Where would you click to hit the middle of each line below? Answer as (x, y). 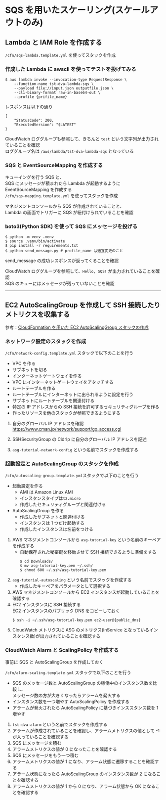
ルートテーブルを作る (34, 388)
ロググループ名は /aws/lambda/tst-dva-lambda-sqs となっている (70, 151)
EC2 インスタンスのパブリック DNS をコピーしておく (66, 611)
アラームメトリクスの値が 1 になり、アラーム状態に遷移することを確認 (83, 761)
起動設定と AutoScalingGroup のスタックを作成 (62, 464)
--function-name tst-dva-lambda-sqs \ (54, 84)
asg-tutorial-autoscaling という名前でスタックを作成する (72, 580)
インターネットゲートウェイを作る (47, 376)
